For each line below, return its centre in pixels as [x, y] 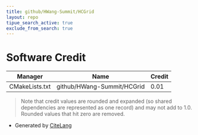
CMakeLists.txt [30, 87]
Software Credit [46, 58]
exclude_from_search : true [40, 28]
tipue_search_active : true [40, 23]
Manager [30, 77]
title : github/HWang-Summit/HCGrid [50, 12]
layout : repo [22, 17]
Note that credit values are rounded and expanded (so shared [96, 101]
